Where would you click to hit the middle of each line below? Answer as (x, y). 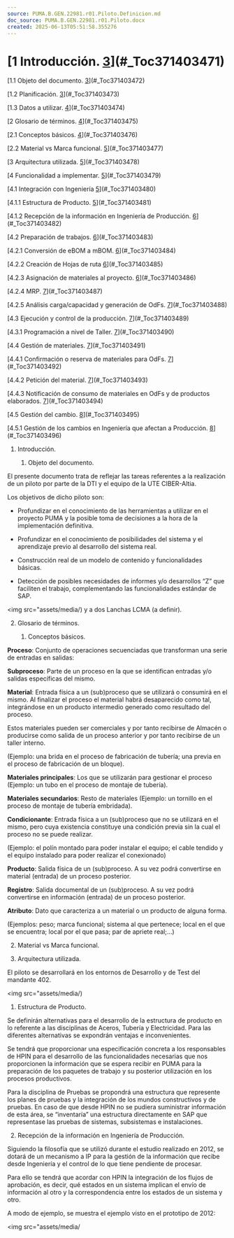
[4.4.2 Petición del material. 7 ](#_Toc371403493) (78, 380)
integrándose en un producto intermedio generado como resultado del (109, 707)
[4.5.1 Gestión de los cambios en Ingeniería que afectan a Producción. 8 (110, 428)
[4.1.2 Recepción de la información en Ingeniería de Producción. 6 (102, 216)
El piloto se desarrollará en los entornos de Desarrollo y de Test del (104, 972)
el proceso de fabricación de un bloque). (66, 764)
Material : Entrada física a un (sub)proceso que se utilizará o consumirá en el (117, 692)
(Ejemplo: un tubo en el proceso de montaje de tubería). (88, 785)
